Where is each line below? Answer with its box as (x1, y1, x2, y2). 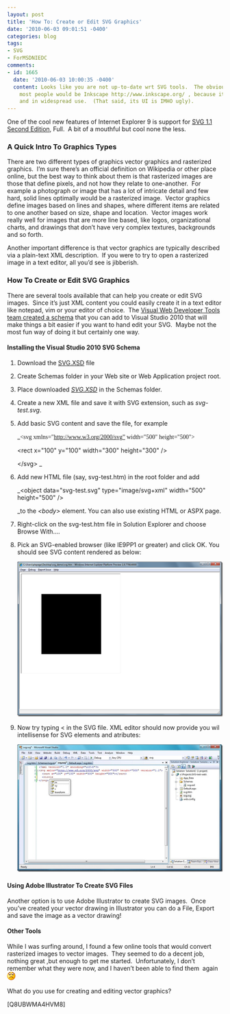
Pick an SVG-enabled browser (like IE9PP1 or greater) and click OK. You (16, 540, 220, 549)
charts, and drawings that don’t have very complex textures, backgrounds (7, 223, 216, 231)
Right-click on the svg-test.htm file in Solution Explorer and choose (16, 520, 207, 528)
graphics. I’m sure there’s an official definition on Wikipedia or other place (7, 165, 217, 173)
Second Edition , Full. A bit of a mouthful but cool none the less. (7, 125, 186, 133)
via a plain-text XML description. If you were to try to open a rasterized (7, 251, 209, 260)
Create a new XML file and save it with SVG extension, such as (16, 398, 194, 406)
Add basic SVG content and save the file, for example (16, 419, 168, 427)
